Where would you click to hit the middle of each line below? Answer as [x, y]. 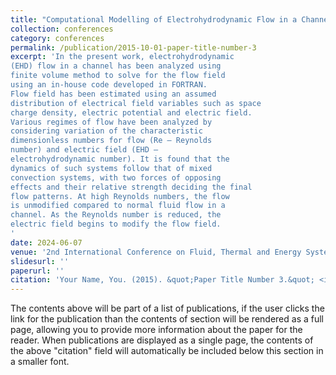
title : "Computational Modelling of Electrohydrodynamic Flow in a [154, 19]
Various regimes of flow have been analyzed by [111, 122]
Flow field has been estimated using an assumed [113, 94]
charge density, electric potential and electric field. [131, 112]
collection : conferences [62, 29]
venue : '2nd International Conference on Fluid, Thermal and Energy [156, 252]
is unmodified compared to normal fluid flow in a [118, 206]
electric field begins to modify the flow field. [116, 224]
